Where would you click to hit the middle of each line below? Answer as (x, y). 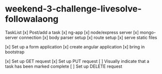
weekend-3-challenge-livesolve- (73, 9)
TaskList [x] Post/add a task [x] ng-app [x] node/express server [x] (72, 32)
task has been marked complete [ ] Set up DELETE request (64, 66)
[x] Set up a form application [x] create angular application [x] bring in (75, 47)
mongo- (148, 32)
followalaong (32, 19)
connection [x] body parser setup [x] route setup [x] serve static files (88, 37)
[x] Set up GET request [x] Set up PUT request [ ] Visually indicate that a (77, 61)
